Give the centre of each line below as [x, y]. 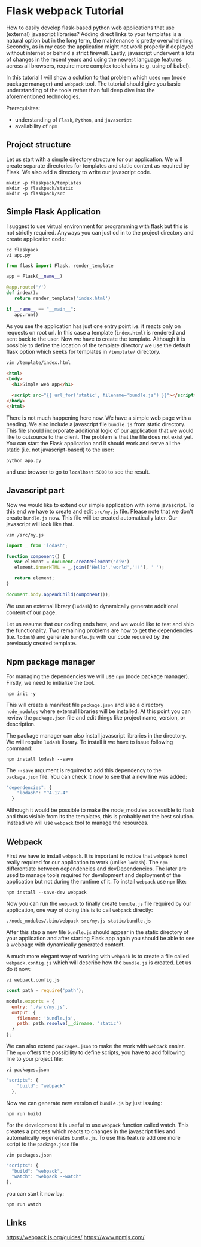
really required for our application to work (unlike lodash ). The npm [87, 862]
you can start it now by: [35, 1194]
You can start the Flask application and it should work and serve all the [93, 443]
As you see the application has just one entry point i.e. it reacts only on [94, 326]
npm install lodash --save [40, 759]
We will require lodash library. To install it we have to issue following [90, 742]
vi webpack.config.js [33, 980]
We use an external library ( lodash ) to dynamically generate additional [92, 606]
